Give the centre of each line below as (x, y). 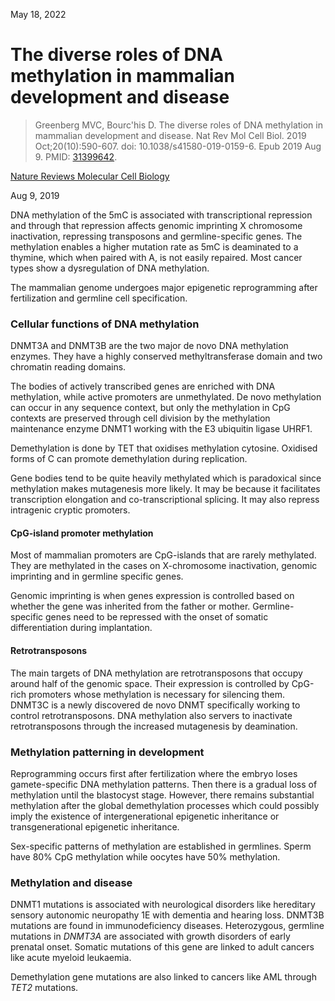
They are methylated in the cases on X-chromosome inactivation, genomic (164, 566)
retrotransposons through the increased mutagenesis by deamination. (154, 726)
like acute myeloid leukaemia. (71, 958)
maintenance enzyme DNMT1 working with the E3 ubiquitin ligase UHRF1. (161, 429)
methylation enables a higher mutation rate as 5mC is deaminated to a (154, 246)
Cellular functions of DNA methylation (105, 324)
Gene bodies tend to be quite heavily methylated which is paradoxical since (166, 478)
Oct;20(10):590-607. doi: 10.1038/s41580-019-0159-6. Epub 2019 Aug (178, 146)
